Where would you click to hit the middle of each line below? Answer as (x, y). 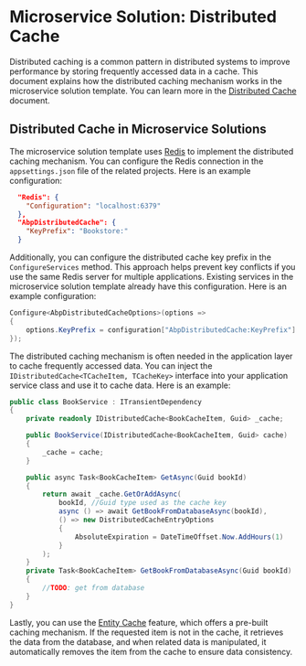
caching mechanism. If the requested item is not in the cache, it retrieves (147, 632)
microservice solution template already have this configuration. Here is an (148, 286)
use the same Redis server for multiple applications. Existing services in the (152, 277)
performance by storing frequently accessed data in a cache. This (134, 71)
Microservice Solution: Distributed (143, 17)
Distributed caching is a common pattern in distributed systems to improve (150, 61)
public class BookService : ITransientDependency (106, 402)
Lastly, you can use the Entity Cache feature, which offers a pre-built (139, 622)
